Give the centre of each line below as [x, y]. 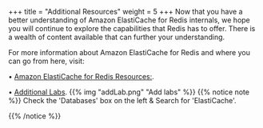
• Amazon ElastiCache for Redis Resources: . [81, 76]
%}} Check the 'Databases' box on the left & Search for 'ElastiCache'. [123, 100]
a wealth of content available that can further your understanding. [117, 37]
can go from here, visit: [47, 61]
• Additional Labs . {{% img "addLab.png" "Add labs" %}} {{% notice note [129, 92]
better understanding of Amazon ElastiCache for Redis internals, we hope [129, 20]
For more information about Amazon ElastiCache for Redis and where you [129, 52]
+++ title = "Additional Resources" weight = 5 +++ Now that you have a [126, 12]
